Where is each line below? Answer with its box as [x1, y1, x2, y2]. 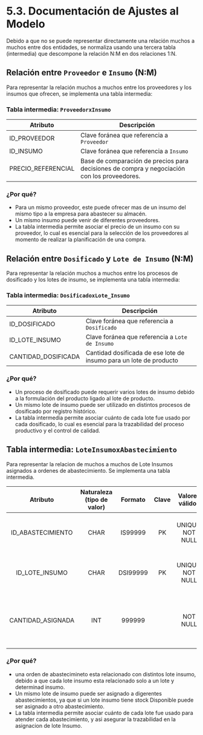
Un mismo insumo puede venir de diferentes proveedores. [14, 217, 160, 224]
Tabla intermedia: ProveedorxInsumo [6, 105, 111, 113]
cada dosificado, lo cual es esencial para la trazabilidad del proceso [14, 420, 184, 427]
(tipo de [85, 495, 108, 504]
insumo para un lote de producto [85, 356, 178, 364]
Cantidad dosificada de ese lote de [85, 349, 185, 357]
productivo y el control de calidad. [14, 427, 101, 434]
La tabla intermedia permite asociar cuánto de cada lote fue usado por [14, 414, 191, 421]
